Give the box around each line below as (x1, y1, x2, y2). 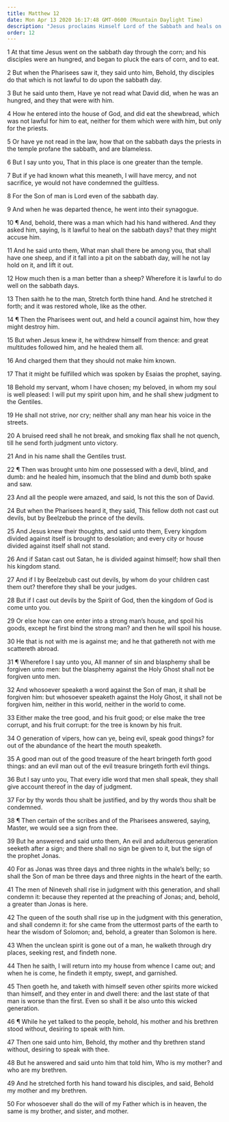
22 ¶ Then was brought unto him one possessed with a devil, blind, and (7, 466, 208, 474)
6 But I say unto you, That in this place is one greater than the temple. (7, 158, 203, 167)
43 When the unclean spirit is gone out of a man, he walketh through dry (7, 941, 212, 950)
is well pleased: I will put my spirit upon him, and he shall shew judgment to (7, 390, 219, 398)
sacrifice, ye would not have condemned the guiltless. (7, 179, 159, 187)
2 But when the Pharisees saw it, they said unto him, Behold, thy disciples (7, 69, 215, 77)
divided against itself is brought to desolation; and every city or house (7, 534, 204, 542)
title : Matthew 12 (7, 10, 59, 17)
